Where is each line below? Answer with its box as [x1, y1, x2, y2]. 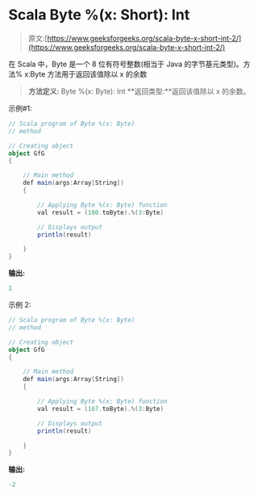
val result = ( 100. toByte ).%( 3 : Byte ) [37, 208, 164, 216]
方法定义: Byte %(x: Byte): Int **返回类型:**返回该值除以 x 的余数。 [27, 86, 251, 96]
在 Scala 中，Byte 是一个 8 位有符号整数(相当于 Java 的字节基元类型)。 [8, 59, 243, 69]
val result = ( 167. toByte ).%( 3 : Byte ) [37, 405, 164, 413]
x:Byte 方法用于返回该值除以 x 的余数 [23, 69, 148, 78]
